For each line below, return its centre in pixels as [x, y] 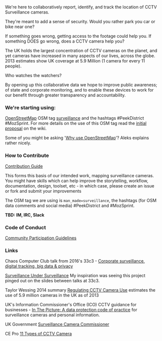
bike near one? [20, 27]
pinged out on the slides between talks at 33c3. [52, 281]
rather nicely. [18, 143]
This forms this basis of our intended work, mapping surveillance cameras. [80, 175]
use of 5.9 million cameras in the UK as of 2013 [52, 295]
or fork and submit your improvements [43, 191]
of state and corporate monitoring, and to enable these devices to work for [79, 90]
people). [13, 66]
